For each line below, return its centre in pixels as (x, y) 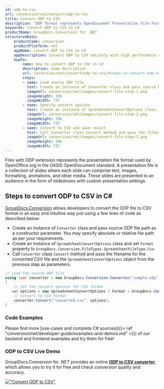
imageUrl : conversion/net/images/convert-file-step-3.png (87, 137)
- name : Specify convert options (57, 105)
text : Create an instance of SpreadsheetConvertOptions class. (92, 110)
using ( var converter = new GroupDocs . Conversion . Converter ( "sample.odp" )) (84, 278)
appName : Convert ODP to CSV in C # (50, 50)
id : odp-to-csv (20, 10)
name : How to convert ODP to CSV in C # (63, 64)
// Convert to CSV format (40, 296)
